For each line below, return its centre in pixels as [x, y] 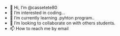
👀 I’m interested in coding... [37, 13]
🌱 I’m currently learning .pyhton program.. [52, 18]
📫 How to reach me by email [39, 28]
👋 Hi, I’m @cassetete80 [33, 8]
